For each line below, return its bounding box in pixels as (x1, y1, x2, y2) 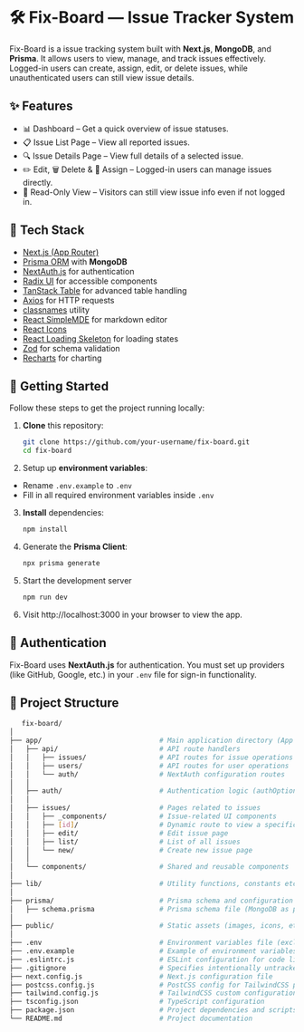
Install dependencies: (22, 507, 104, 518)
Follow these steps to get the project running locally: (9, 402, 205, 413)
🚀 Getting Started (9, 378, 109, 394)
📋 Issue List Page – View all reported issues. (22, 137, 190, 148)
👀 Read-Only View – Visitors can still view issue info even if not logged (22, 187, 286, 198)
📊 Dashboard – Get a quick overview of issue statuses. (22, 123, 229, 134)
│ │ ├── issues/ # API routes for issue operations (9, 753, 294, 762)
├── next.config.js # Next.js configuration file (9, 971, 273, 981)
